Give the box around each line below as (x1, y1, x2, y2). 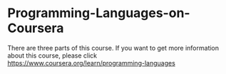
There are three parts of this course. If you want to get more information (7, 43, 220, 52)
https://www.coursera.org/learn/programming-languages (7, 58, 176, 67)
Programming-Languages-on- (7, 5, 190, 21)
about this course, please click (7, 51, 98, 60)
